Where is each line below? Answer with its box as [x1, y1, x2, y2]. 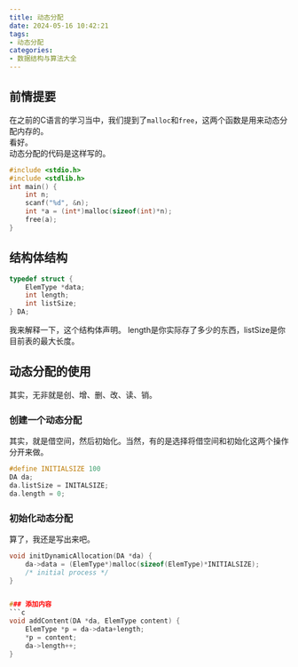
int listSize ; [25, 299, 77, 308]
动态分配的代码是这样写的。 [9, 147, 111, 158]
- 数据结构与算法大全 [9, 54, 77, 63]
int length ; [25, 290, 69, 300]
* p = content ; [25, 632, 77, 642]
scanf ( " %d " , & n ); [25, 199, 90, 208]
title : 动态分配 [9, 12, 64, 22]
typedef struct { [9, 274, 74, 283]
